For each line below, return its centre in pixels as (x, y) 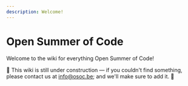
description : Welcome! (35, 12)
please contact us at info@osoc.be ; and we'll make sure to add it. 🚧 (90, 76)
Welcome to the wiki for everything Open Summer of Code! (80, 58)
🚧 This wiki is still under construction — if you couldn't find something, (95, 70)
